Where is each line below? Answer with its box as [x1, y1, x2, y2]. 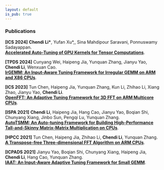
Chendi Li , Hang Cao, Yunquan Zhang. [5, 154, 83, 160]
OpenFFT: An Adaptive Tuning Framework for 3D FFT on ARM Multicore [5, 94, 154, 100]
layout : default [5, 7, 38, 12]
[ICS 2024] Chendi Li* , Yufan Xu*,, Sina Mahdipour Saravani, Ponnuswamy [5, 39, 158, 45]
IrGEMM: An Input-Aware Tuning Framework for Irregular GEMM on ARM [5, 69, 156, 75]
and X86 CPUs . [5, 74, 37, 80]
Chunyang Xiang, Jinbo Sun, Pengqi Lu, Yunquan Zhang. [5, 114, 120, 120]
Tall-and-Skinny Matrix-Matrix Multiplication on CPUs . [5, 124, 119, 130]
